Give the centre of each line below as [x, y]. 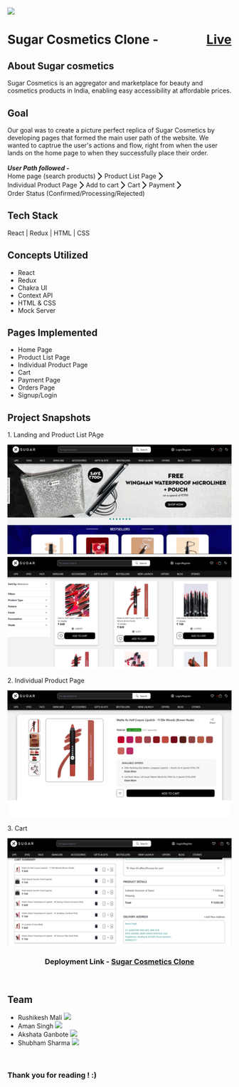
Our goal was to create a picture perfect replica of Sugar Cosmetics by [111, 130]
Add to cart [102, 185]
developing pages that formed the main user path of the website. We [108, 137]
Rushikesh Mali [40, 1018]
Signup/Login [37, 395]
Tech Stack [33, 216]
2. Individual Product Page [46, 681]
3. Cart [17, 828]
